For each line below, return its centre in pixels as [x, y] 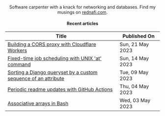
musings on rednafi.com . [82, 12]
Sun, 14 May [134, 58]
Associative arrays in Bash [38, 103]
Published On [138, 36]
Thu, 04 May [134, 86]
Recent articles [82, 23]
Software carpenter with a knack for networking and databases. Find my [82, 7]
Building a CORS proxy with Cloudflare [52, 44]
